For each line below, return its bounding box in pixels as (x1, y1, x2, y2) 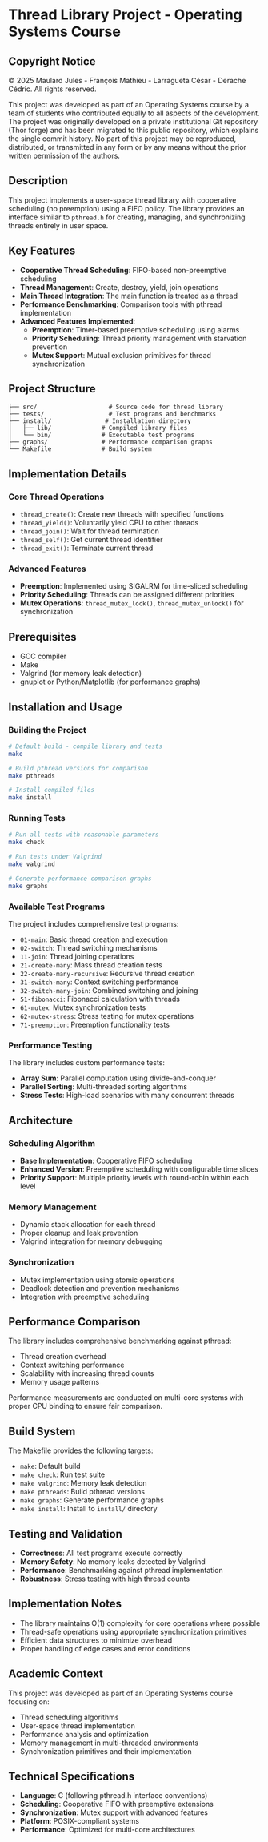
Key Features (8, 244, 76, 258)
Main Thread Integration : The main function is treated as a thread (19, 291, 238, 300)
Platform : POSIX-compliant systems (19, 1816, 140, 1826)
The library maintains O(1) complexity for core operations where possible (19, 1618, 261, 1627)
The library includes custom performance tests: (8, 1058, 166, 1068)
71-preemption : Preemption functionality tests (19, 1020, 170, 1030)
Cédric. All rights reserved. (8, 84, 98, 94)
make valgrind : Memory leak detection (19, 1478, 147, 1488)
